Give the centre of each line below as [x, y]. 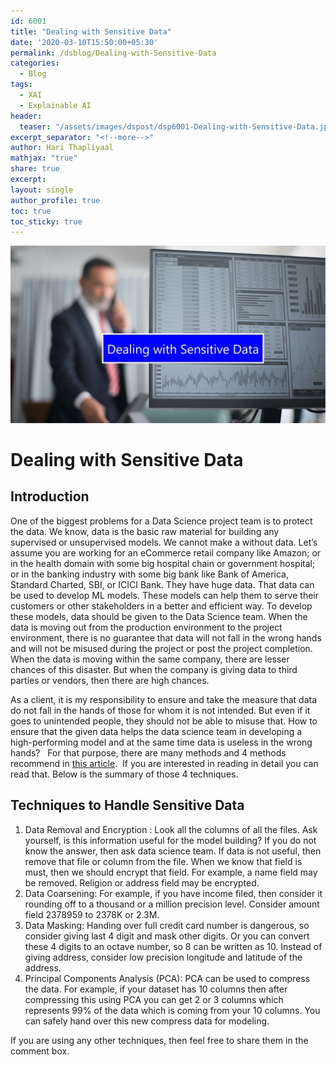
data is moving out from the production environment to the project [146, 627]
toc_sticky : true [46, 221]
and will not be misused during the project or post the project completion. [161, 648]
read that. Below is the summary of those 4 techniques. [124, 774]
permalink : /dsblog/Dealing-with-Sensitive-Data [113, 53]
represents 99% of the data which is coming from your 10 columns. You [172, 1010]
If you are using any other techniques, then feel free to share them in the [159, 1040]
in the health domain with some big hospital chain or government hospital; [163, 563]
